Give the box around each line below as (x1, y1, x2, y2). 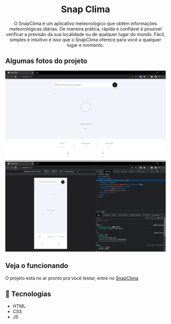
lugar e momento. (67, 42, 104, 48)
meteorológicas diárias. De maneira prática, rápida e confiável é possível (9, 25, 162, 32)
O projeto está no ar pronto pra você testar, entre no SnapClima (5, 275, 138, 281)
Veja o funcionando (5, 261, 69, 270)
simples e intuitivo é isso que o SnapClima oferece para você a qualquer (10, 37, 161, 43)
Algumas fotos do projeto (5, 57, 88, 66)
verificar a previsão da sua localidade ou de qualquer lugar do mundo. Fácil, (6, 31, 165, 37)
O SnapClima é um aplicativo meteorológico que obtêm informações (14, 20, 157, 26)
